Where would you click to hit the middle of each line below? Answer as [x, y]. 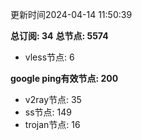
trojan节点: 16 [52, 124]
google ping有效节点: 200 [64, 78]
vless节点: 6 [49, 57]
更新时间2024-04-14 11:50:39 [71, 14]
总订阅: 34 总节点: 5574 [59, 36]
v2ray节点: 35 [53, 99]
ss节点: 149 [48, 112]
